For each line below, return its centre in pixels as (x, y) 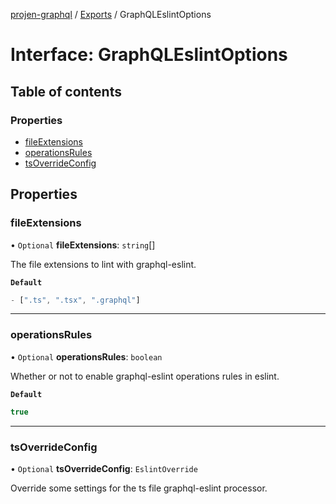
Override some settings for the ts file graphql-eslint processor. (139, 488)
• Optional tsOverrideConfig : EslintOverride (104, 468)
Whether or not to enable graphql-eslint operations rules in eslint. (145, 376)
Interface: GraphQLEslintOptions (149, 55)
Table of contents (66, 91)
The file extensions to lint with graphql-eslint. (103, 264)
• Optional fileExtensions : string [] (83, 245)
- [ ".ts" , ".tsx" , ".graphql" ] (75, 300)
